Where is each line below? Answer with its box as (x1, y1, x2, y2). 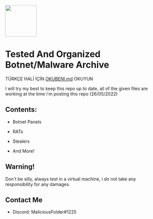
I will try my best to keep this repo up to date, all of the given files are (5, 85, 148, 91)
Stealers (12, 138, 30, 144)
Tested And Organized (5, 49, 101, 60)
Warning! (5, 163, 35, 171)
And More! (12, 148, 35, 154)
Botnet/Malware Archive (5, 59, 109, 71)
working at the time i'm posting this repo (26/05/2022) (5, 90, 118, 97)
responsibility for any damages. (5, 181, 70, 187)
